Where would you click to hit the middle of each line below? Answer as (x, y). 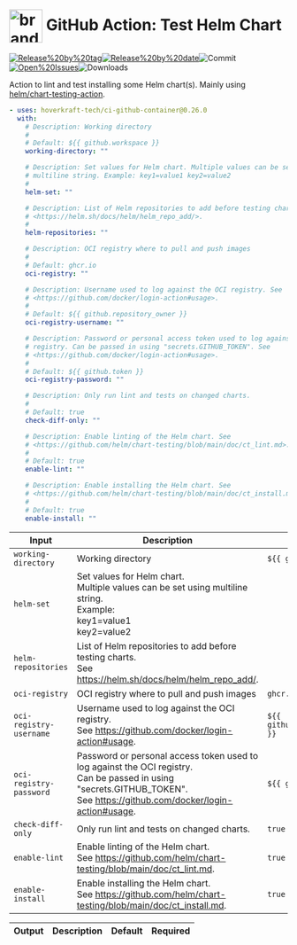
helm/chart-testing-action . (57, 94)
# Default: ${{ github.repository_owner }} (107, 315)
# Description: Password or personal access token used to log (144, 339)
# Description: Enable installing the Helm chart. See (128, 486)
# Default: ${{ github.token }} (84, 371)
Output (29, 931)
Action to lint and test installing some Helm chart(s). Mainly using (127, 84)
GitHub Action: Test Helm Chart (164, 24)
